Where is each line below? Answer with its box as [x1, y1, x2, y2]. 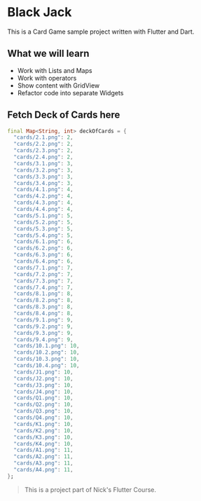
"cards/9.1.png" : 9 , [13, 316, 74, 323]
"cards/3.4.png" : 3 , [13, 179, 74, 186]
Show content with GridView [17, 81, 100, 90]
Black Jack [7, 4, 72, 20]
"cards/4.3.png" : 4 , [13, 199, 74, 207]
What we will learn [7, 48, 90, 60]
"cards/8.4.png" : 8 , [13, 310, 74, 317]
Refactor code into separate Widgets [17, 88, 124, 97]
